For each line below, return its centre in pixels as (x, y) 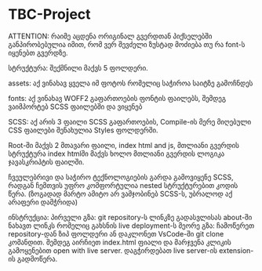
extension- (236, 250)
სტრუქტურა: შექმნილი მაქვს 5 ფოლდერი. (78, 67)
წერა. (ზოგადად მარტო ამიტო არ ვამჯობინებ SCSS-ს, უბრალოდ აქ (120, 193)
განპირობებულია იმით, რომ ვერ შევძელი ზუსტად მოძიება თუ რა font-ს (127, 44)
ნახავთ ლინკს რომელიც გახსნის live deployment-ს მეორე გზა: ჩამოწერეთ (131, 226)
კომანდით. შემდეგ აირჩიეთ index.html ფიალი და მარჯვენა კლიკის (120, 242)
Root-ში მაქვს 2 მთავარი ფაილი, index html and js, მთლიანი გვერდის (124, 145)
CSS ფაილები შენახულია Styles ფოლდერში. (83, 130)
